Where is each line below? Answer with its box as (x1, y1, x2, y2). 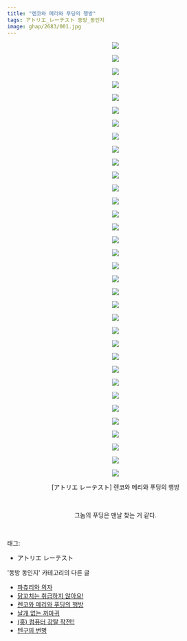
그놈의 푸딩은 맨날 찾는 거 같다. (74, 511, 157, 519)
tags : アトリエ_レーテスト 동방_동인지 (7, 17, 105, 23)
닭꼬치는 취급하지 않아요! (16, 592, 84, 600)
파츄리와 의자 (16, 583, 53, 591)
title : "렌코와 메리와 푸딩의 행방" (7, 10, 96, 17)
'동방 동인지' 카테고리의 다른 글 (7, 568, 90, 577)
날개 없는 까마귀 (16, 609, 60, 618)
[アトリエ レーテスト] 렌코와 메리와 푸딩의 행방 (51, 483, 180, 491)
